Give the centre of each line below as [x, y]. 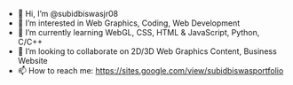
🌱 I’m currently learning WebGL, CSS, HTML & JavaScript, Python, [139, 32]
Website [33, 61]
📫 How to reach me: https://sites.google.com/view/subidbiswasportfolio [150, 70]
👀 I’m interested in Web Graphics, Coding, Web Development [129, 23]
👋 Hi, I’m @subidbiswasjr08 [67, 14]
